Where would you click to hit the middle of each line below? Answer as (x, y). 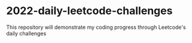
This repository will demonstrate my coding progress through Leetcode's (96, 27)
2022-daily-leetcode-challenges (89, 11)
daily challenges (26, 33)
